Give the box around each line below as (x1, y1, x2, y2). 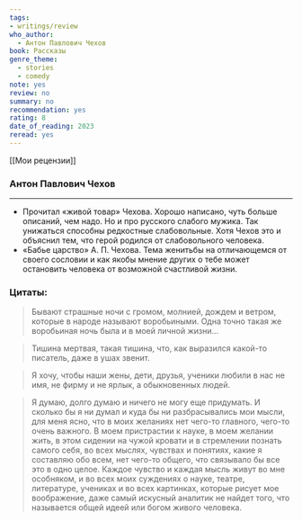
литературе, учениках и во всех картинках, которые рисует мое (31, 483, 280, 494)
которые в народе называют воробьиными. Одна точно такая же (31, 316, 282, 327)
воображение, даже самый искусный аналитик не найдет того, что (31, 492, 290, 504)
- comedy (17, 72, 50, 81)
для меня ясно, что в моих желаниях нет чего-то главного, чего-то (31, 416, 290, 427)
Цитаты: (9, 286, 48, 299)
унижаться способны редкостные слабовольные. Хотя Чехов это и (22, 226, 281, 237)
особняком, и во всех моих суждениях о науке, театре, (31, 473, 245, 484)
